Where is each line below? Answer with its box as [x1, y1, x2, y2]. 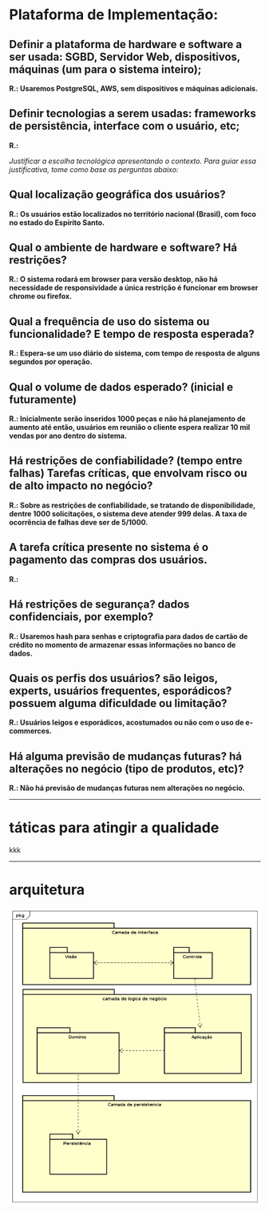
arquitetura [9, 881, 85, 899]
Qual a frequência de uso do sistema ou [9, 315, 210, 328]
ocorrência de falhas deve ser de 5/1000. [9, 517, 148, 527]
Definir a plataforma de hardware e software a [9, 38, 243, 51]
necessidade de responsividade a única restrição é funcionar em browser [9, 283, 259, 293]
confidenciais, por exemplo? [9, 610, 154, 624]
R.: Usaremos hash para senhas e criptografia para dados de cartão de [9, 631, 248, 641]
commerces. [9, 726, 53, 736]
